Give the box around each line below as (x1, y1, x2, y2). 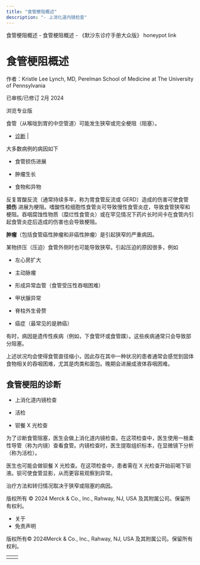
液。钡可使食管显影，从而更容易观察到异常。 (6, 469, 116, 477)
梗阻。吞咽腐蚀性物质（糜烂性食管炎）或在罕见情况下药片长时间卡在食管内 (6, 211, 189, 218)
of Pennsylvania (6, 82, 46, 90)
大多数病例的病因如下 (6, 145, 58, 152)
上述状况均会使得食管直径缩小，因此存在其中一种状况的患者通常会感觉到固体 (6, 353, 194, 360)
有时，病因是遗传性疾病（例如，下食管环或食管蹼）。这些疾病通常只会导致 (6, 333, 186, 340)
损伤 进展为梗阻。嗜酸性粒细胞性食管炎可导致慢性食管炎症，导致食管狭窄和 (6, 204, 190, 211)
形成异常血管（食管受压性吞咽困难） (14, 282, 104, 289)
